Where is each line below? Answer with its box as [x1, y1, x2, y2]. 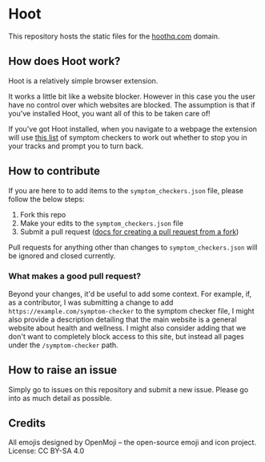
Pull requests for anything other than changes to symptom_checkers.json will [8, 242, 258, 252]
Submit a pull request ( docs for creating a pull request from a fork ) [19, 226, 239, 237]
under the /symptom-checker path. [8, 340, 118, 350]
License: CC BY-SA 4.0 [8, 446, 85, 456]
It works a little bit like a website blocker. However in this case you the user [8, 91, 256, 101]
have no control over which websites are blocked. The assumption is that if [8, 99, 256, 109]
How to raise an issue [8, 363, 118, 377]
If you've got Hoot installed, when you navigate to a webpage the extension [8, 124, 258, 133]
